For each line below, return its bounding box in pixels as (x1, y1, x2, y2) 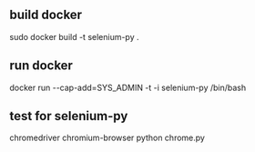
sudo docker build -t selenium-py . (9, 31, 139, 42)
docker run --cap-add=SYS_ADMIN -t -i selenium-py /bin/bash (9, 82, 247, 93)
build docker (9, 7, 83, 23)
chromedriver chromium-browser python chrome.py (9, 132, 205, 144)
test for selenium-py (9, 108, 128, 124)
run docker (9, 58, 73, 74)
